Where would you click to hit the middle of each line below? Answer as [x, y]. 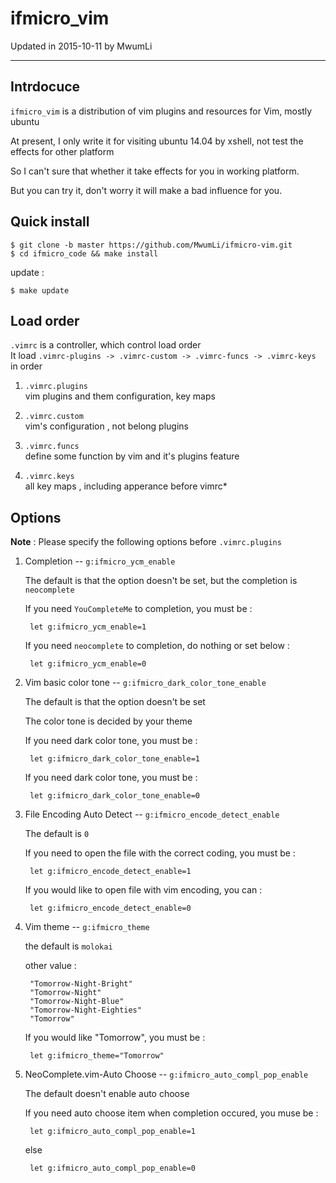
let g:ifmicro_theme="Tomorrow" [97, 1056]
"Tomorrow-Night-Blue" [77, 1002]
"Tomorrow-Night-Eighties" [85, 1010]
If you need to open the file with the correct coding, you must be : [160, 853]
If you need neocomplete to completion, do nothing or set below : [157, 646]
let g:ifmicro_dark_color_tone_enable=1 [115, 759]
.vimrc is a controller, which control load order [106, 345]
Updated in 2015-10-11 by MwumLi [81, 46]
